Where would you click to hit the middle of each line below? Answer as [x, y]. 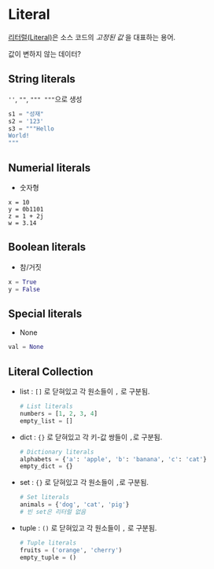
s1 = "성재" [26, 114]
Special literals [45, 313]
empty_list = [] [46, 421]
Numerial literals [50, 168]
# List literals [46, 406]
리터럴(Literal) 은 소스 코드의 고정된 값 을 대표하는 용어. [92, 37]
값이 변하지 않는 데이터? [44, 53]
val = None [26, 347]
